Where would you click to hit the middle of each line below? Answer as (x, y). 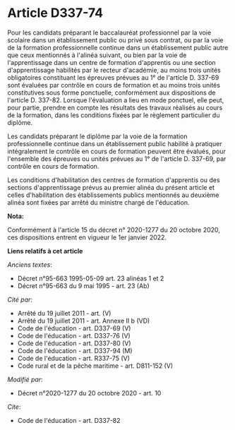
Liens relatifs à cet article (45, 251)
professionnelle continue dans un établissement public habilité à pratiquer (115, 143)
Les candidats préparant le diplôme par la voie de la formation (98, 136)
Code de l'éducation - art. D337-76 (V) (74, 335)
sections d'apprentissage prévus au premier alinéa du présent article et (111, 187)
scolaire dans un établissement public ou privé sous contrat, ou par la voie (115, 40)
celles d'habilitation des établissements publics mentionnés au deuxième (113, 195)
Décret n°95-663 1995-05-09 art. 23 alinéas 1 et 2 (91, 278)
